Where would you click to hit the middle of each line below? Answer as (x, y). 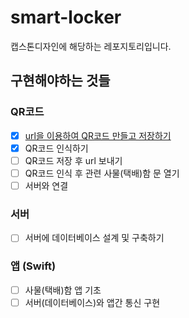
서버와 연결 (46, 185)
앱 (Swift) (33, 266)
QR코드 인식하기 (56, 148)
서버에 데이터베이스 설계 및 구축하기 (94, 238)
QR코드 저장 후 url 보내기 (73, 160)
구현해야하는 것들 (60, 81)
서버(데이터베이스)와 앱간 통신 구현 (92, 302)
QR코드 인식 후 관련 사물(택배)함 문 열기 (102, 173)
